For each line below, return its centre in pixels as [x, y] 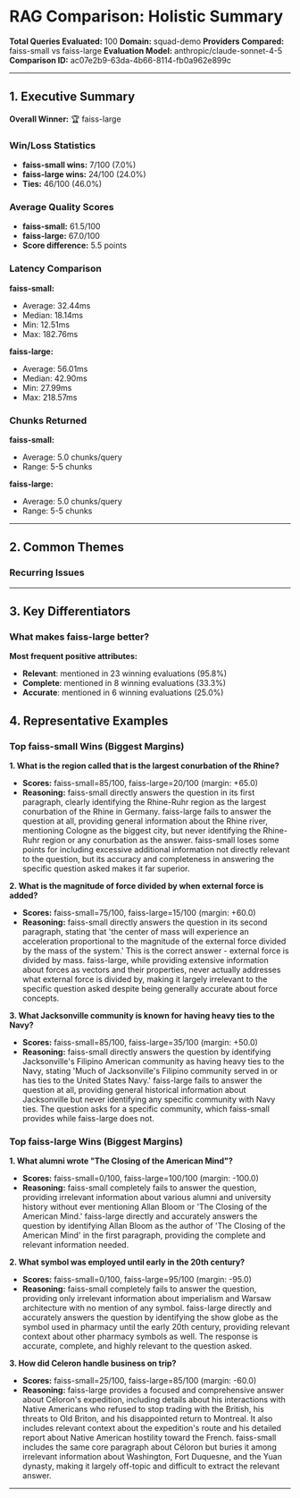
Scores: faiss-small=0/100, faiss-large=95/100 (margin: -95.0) [137, 1280]
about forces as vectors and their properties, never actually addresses [151, 969]
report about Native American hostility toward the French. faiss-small [149, 1438]
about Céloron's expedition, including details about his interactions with [154, 1400]
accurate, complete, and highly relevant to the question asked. [137, 1346]
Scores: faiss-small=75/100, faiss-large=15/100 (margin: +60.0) [139, 913]
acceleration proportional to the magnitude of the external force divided [154, 941]
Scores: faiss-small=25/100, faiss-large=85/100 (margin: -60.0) [139, 1381]
